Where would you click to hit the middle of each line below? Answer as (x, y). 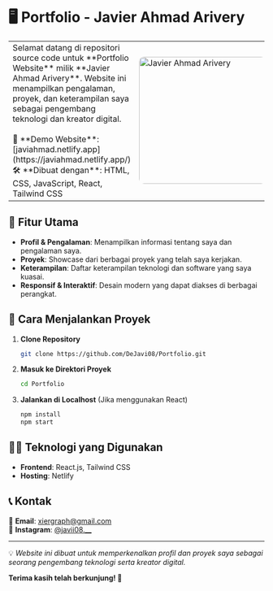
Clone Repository (50, 339)
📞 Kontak (30, 501)
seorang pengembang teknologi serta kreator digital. (97, 562)
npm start (37, 422)
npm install (40, 415)
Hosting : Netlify (47, 476)
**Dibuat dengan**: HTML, (76, 170)
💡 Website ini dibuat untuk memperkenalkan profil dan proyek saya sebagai (136, 553)
